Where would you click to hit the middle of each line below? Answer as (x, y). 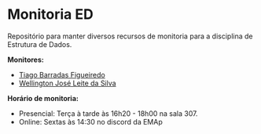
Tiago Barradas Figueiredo (62, 74)
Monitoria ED (50, 14)
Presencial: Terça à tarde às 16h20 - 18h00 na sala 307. (108, 113)
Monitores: (26, 60)
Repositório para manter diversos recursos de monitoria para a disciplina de (130, 36)
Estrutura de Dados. (40, 44)
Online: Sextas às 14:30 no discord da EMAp (90, 121)
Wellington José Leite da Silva (67, 83)
